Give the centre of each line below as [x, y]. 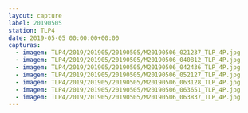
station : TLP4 [32, 30]
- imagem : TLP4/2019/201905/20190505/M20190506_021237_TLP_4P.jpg [128, 53]
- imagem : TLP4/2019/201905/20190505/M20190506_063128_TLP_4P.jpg [128, 82]
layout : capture [35, 16]
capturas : [25, 45]
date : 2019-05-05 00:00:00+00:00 [64, 38]
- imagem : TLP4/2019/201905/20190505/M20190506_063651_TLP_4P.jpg [128, 90]
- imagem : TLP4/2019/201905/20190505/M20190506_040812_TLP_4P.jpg [128, 60]
